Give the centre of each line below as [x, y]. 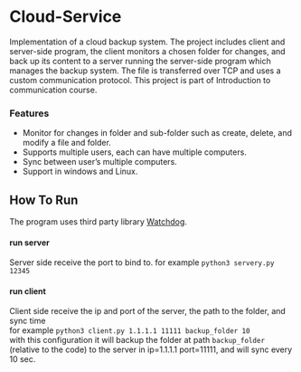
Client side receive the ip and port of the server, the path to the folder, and [148, 311]
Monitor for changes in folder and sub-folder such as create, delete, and [157, 133]
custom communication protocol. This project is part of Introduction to [140, 80]
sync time [28, 321]
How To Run [44, 200]
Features [29, 113]
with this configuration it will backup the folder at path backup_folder [137, 340]
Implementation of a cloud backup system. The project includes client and [147, 42]
